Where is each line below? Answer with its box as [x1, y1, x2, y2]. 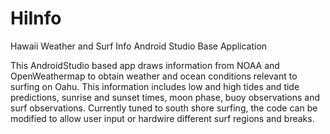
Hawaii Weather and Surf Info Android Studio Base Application [10, 40, 268, 52]
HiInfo [10, 7, 62, 30]
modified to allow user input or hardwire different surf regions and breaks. [10, 112, 315, 124]
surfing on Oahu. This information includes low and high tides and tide [10, 80, 300, 92]
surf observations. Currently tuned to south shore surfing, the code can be [10, 102, 318, 114]
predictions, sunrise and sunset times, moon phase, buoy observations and [10, 91, 320, 103]
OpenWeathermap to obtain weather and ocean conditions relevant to [10, 70, 298, 82]
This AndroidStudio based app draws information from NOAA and [10, 59, 280, 71]
